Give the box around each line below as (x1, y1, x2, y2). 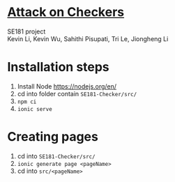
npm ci (17, 98, 37, 105)
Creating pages (7, 129, 99, 145)
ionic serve (17, 105, 52, 112)
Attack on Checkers (7, 4, 124, 20)
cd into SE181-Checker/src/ (17, 151, 96, 160)
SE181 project (7, 27, 46, 36)
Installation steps (7, 59, 109, 75)
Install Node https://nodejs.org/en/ (17, 82, 117, 91)
